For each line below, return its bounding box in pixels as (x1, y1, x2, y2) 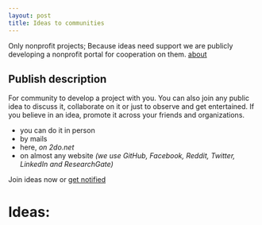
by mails (19, 134, 48, 144)
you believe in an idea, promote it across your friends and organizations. (8, 111, 245, 120)
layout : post (8, 11, 52, 20)
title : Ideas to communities (8, 19, 105, 27)
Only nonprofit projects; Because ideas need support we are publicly (8, 41, 233, 50)
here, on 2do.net (19, 142, 75, 152)
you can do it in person (19, 126, 95, 135)
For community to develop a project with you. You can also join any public (8, 93, 250, 103)
